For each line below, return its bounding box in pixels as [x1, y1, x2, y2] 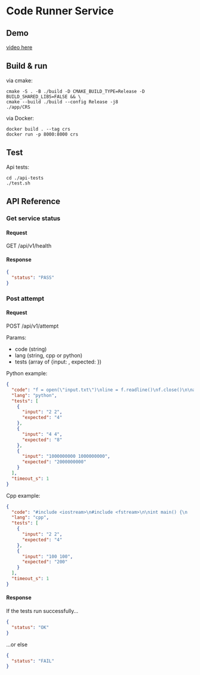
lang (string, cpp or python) [14, 352, 83, 359]
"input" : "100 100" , [21, 553, 73, 559]
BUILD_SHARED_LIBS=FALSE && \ [6, 94, 82, 100]
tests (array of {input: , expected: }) [14, 358, 102, 365]
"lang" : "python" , [11, 392, 58, 398]
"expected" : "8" [21, 437, 62, 443]
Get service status [6, 214, 61, 222]
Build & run [6, 61, 48, 71]
